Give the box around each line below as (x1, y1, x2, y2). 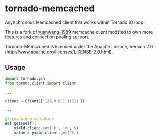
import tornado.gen (5, 76, 45, 81)
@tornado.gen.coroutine (5, 116, 54, 121)
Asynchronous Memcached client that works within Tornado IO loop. (5, 19, 145, 25)
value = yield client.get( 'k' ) (14, 130, 79, 135)
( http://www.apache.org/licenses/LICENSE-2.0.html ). (5, 49, 113, 55)
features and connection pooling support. (5, 34, 90, 40)
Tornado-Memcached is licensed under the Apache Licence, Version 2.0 (5, 43, 153, 49)
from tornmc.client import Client (5, 81, 77, 86)
